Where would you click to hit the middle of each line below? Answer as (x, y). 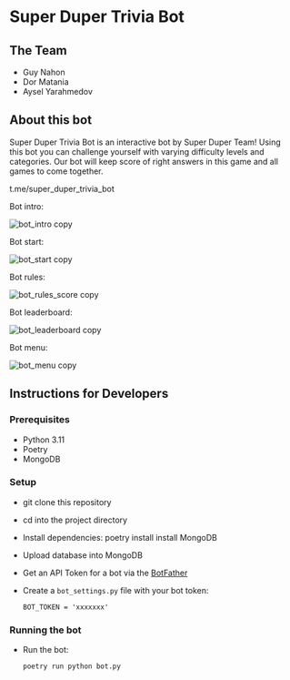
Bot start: (27, 241)
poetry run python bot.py (71, 666)
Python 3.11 (44, 440)
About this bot (51, 120)
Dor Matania (46, 82)
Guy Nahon (44, 72)
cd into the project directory (75, 520)
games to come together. (56, 171)
